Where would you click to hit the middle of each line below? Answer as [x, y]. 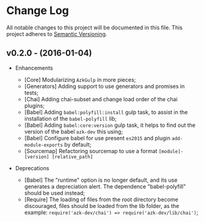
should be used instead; [55, 193]
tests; [31, 93]
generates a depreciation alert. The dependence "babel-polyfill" [105, 186]
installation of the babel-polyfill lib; [71, 118]
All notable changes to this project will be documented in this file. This [95, 27]
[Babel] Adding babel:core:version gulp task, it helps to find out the [110, 125]
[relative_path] [72, 157]
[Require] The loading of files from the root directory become [101, 199]
